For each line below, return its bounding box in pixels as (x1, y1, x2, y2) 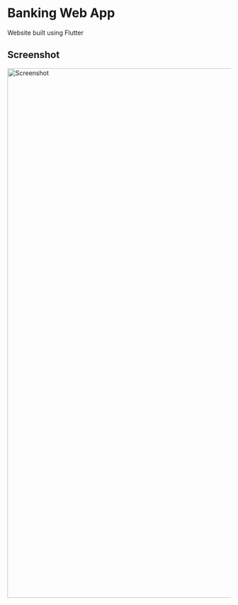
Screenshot (7, 49, 60, 61)
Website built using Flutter (7, 28, 84, 37)
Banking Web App (7, 5, 115, 21)
